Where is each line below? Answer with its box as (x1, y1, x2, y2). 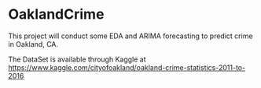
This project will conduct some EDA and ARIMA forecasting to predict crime (8, 31, 253, 40)
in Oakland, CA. (8, 39, 59, 48)
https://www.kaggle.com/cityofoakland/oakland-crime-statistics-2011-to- (8, 62, 246, 72)
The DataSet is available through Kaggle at (8, 55, 147, 64)
